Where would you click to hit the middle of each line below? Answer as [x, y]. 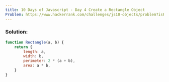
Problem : [14, 14]
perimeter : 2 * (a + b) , [49, 61]
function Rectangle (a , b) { [35, 42]
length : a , [35, 51]
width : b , [33, 56]
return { [23, 47]
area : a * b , [37, 65]
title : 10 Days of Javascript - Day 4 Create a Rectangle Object [75, 10]
